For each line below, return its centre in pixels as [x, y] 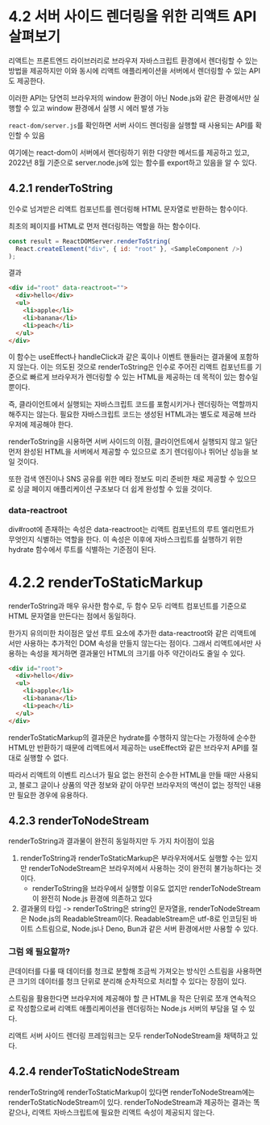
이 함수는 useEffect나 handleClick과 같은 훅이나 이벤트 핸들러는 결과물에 [123, 357]
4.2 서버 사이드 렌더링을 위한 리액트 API [133, 17]
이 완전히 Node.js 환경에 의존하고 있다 [92, 899]
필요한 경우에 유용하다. [52, 795]
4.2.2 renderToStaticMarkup [106, 582]
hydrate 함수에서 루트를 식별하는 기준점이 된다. [82, 549]
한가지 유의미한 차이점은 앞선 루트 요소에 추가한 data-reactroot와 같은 [118, 633]
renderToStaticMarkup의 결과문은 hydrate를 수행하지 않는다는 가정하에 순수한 [132, 737]
